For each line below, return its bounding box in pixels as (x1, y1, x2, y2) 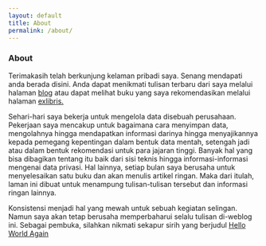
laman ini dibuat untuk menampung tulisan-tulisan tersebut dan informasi (8, 179, 248, 189)
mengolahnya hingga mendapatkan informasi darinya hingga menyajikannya (8, 128, 259, 138)
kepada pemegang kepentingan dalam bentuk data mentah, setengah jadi (8, 137, 250, 146)
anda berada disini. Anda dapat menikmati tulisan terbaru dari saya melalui (8, 79, 253, 88)
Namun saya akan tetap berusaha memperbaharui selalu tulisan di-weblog (8, 212, 252, 221)
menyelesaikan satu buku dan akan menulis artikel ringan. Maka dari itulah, (8, 170, 255, 180)
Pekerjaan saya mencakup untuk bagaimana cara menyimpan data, (8, 120, 229, 130)
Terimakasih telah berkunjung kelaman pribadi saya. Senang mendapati (8, 71, 243, 80)
